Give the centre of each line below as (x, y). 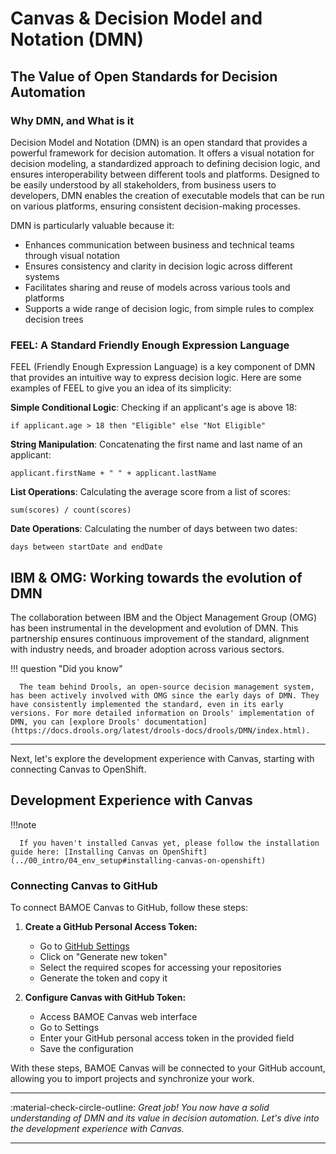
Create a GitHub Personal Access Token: (111, 927)
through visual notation (72, 255)
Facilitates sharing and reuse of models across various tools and (157, 287)
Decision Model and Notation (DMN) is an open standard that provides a (159, 142)
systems (42, 276)
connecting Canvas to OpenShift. (78, 769)
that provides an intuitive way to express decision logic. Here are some (156, 378)
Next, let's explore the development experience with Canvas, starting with (162, 758)
